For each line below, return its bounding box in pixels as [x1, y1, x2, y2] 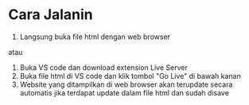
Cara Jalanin [8, 6, 93, 24]
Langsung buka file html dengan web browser [19, 32, 171, 41]
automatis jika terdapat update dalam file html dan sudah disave [19, 87, 229, 97]
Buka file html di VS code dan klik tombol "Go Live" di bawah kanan [19, 71, 241, 80]
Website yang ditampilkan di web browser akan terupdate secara [19, 80, 233, 89]
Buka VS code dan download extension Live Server [19, 62, 189, 72]
